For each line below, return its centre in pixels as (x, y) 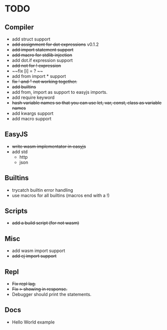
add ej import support (34, 256)
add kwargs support (32, 113)
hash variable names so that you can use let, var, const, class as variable (87, 103)
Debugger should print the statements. (52, 295)
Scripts (16, 211)
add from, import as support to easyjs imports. (60, 92)
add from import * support (39, 76)
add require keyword (33, 97)
